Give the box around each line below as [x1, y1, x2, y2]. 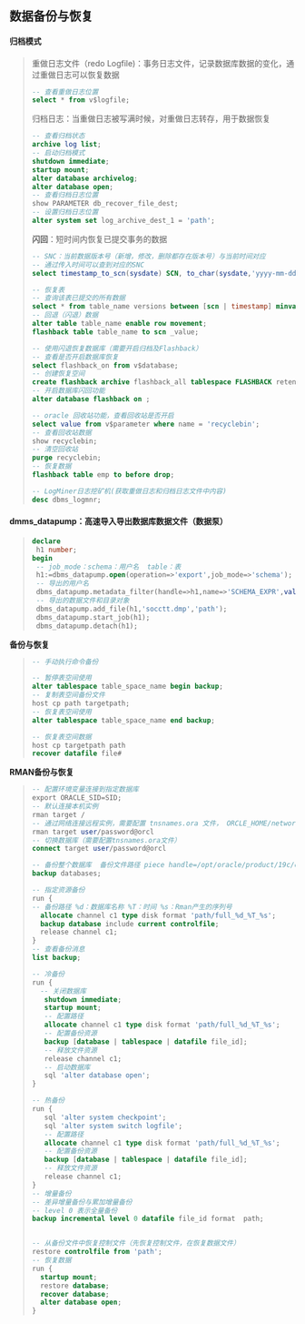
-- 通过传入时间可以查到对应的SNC [31, 260, 145, 269]
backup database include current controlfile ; [40, 919, 220, 928]
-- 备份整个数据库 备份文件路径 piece [31, 861, 165, 870]
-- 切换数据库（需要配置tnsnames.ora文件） [31, 835, 182, 844]
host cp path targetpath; [31, 699, 130, 708]
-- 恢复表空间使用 [31, 707, 93, 716]
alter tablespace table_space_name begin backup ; [31, 682, 224, 692]
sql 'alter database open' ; [44, 1071, 151, 1080]
